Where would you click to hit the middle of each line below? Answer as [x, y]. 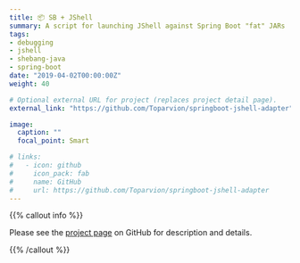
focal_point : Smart [54, 141]
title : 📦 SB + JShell [51, 17]
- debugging [31, 42]
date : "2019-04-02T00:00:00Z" [66, 76]
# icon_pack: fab [50, 173]
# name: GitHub [46, 182]
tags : [19, 34]
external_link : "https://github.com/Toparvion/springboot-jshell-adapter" [151, 108]
